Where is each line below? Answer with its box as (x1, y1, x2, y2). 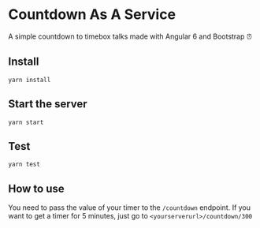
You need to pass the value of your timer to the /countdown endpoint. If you (8, 203, 251, 212)
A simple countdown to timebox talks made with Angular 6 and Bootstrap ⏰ (8, 32, 252, 41)
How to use (8, 181, 65, 195)
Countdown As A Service (8, 6, 176, 24)
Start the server (8, 97, 88, 111)
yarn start (8, 118, 44, 126)
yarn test (8, 160, 41, 169)
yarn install (8, 76, 51, 84)
